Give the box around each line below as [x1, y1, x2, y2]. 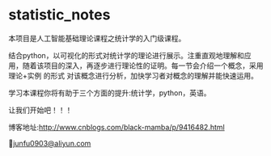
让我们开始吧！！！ [8, 105, 73, 115]
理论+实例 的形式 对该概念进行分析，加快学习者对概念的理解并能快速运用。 [8, 70, 259, 80]
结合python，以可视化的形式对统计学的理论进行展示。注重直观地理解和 [8, 50, 244, 60]
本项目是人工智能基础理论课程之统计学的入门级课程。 [8, 33, 186, 43]
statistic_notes [8, 6, 111, 24]
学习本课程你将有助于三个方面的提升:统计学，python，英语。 [8, 87, 211, 98]
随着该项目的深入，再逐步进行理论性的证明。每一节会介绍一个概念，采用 [22, 61, 264, 70]
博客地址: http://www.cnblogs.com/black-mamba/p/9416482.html [8, 122, 225, 132]
